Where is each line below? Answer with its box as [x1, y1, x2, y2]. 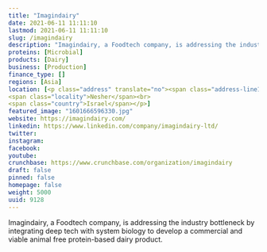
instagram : [8, 136, 44, 145]
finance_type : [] [8, 71, 66, 78]
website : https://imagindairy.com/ [8, 115, 126, 123]
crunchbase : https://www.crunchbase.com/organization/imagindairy [8, 159, 233, 167]
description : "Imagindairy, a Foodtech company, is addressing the [8, 41, 237, 49]
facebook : [8, 144, 41, 152]
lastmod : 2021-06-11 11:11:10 [8, 26, 109, 34]
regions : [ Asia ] [8, 78, 62, 86]
